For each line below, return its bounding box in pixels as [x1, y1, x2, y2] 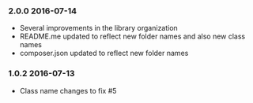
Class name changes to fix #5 [19, 86, 117, 95]
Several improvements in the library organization [19, 24, 178, 33]
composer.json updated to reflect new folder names [19, 49, 189, 58]
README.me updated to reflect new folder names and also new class [19, 31, 246, 41]
